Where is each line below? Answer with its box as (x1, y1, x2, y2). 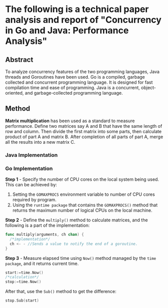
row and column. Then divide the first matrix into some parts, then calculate (5, 128, 162, 134)
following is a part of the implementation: (5, 222, 90, 228)
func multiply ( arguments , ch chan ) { (5, 232, 84, 237)
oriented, (5, 90, 24, 96)
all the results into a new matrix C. (5, 139, 75, 145)
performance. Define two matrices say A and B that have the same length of (5, 123, 162, 129)
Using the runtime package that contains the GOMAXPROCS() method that (12, 202, 158, 208)
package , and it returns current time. (5, 260, 79, 266)
